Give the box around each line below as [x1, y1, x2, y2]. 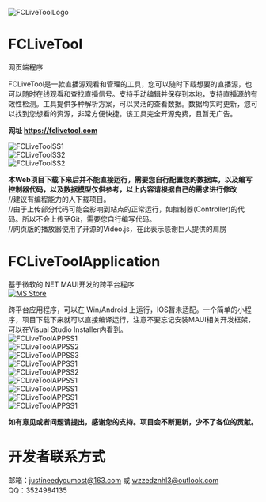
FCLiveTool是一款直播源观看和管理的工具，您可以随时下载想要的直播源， [8, 79, 245, 89]
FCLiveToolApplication [8, 253, 161, 271]
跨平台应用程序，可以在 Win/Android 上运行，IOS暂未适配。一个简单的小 [8, 305, 245, 314]
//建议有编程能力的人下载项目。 [8, 194, 111, 203]
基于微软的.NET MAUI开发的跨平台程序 [8, 280, 135, 289]
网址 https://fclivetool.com [8, 125, 98, 135]
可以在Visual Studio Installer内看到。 [8, 325, 128, 334]
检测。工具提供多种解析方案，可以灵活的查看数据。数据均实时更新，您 [21, 99, 251, 108]
